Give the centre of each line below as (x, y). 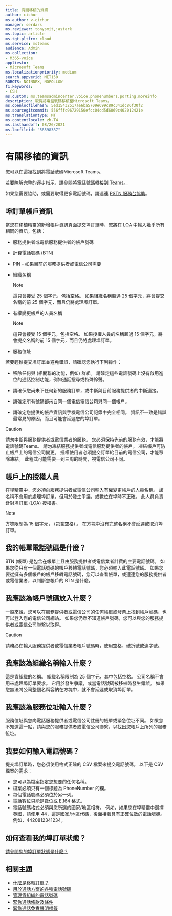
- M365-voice (19, 58)
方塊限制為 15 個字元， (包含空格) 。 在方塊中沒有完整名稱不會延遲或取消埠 (84, 524)
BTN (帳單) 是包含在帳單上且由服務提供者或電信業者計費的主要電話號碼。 (82, 561)
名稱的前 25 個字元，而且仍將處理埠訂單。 (57, 302)
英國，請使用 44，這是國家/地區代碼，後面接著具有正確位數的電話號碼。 (89, 814)
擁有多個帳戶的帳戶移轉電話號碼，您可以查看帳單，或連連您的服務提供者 (90, 574)
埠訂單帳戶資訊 (29, 211)
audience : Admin (23, 48)
